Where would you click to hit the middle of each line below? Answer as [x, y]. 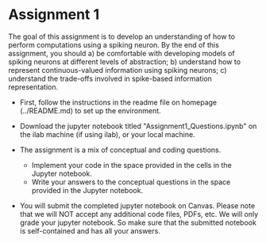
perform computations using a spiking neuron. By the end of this [114, 44]
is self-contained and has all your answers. [90, 230]
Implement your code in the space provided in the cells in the [131, 165]
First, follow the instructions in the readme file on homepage [118, 102]
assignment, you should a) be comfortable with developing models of [122, 53]
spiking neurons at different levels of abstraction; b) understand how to [124, 62]
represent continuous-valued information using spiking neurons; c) [118, 70]
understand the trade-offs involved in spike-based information [110, 78]
